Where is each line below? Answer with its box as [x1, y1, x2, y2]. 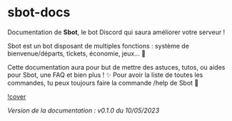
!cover [7, 92, 26, 100]
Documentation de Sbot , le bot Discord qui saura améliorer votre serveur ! [7, 28, 226, 36]
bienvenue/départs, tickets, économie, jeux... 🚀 [7, 49, 146, 58]
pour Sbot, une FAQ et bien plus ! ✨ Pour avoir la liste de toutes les [7, 70, 203, 79]
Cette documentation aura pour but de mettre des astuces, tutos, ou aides [7, 63, 226, 71]
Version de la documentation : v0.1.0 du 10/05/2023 [7, 106, 160, 115]
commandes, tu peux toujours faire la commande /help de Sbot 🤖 [7, 78, 199, 87]
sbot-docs [7, 4, 71, 21]
